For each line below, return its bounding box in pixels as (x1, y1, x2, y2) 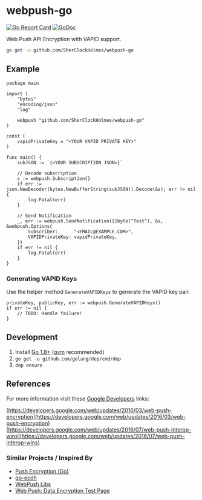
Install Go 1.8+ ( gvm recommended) (15, 348, 105, 355)
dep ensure (15, 362, 43, 368)
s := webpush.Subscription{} (17, 175, 91, 182)
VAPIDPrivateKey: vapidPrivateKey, (28, 234, 118, 240)
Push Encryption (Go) (15, 467, 69, 475)
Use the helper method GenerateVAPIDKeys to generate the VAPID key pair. (6, 288, 191, 295)
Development (6, 332, 59, 342)
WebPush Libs (15, 480, 51, 488)
